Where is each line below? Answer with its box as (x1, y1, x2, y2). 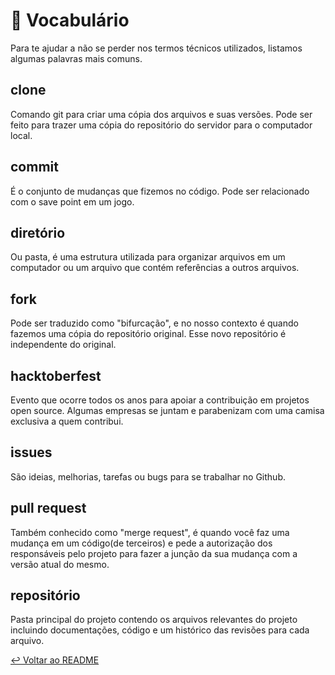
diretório (10, 224, 66, 241)
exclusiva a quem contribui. (10, 415, 124, 427)
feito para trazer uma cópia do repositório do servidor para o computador (10, 119, 313, 131)
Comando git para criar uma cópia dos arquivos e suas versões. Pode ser (10, 108, 313, 120)
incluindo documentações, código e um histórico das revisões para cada (10, 624, 310, 636)
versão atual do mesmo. (10, 558, 110, 570)
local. (10, 129, 33, 141)
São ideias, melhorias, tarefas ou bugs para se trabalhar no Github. (10, 470, 286, 483)
